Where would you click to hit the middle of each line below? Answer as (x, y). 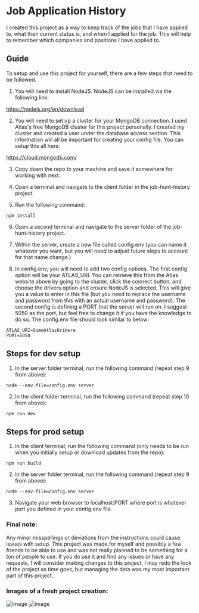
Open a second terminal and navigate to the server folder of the (93, 226)
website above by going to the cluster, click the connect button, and (98, 281)
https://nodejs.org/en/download (45, 109)
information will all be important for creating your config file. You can (99, 139)
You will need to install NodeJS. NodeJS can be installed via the (93, 91)
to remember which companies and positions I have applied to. (83, 40)
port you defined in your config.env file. (63, 509)
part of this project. (30, 575)
